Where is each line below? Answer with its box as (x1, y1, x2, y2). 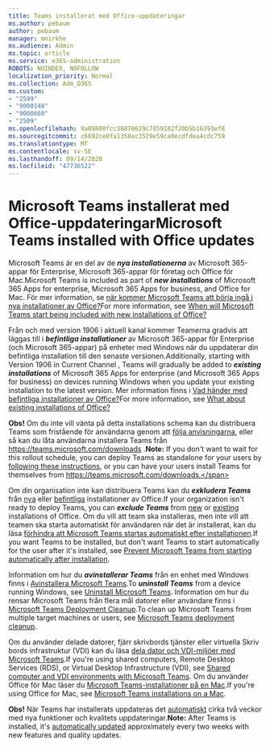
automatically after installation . (8, 555, 110, 564)
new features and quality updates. (8, 730, 122, 740)
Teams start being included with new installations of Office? (8, 310, 207, 319)
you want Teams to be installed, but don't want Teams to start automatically (8, 537, 260, 547)
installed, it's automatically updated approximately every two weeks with (8, 721, 250, 732)
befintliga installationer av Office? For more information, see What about (8, 394, 246, 404)
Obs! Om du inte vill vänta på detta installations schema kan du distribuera (8, 418, 256, 429)
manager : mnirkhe (8, 34, 67, 43)
